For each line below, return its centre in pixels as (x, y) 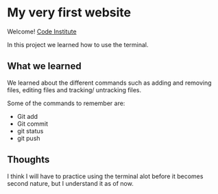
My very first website (69, 13)
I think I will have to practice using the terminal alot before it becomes (105, 176)
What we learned (44, 66)
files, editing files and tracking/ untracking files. (74, 89)
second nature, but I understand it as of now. (70, 183)
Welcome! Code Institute (42, 31)
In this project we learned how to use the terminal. (78, 44)
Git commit (33, 124)
